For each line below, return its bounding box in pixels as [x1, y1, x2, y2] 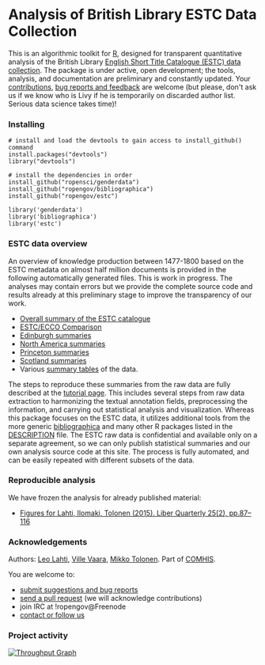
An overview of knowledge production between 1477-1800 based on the [8, 256, 244, 266]
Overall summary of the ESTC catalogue [19, 313, 151, 323]
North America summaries [19, 339, 106, 348]
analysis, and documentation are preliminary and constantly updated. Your [8, 74, 251, 83]
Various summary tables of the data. [19, 364, 138, 374]
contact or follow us [19, 610, 85, 620]
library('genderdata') [8, 206, 83, 215]
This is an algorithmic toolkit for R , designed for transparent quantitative [8, 48, 243, 58]
